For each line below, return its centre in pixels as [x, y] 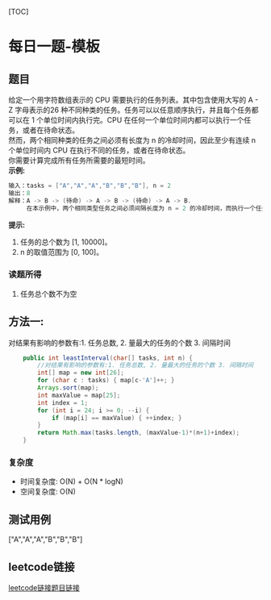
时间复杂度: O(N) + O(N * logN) [71, 481]
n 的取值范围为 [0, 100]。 [61, 252]
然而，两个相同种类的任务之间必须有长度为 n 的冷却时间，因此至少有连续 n [132, 140]
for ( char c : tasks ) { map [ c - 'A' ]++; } [106, 381]
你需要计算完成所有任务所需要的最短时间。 [79, 160]
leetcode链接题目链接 [44, 588]
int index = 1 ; [63, 402]
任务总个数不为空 [48, 294]
